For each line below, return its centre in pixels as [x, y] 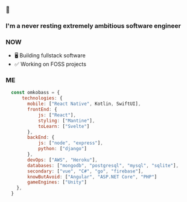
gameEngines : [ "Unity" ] [57, 182]
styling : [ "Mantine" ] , [66, 121]
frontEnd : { [43, 110]
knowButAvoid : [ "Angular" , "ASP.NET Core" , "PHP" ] [92, 177]
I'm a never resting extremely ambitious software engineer [93, 25]
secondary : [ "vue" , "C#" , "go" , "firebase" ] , [86, 171]
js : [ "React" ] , [57, 115]
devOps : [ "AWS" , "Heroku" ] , [62, 160]
